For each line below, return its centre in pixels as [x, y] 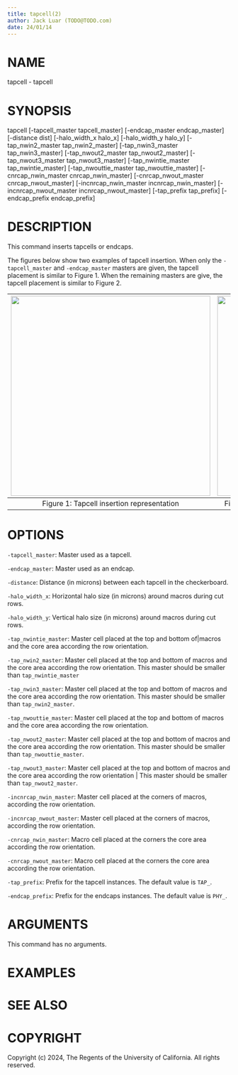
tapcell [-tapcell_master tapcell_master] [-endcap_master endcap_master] [116, 130]
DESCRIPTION [50, 227]
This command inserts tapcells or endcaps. [70, 247]
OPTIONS [36, 535]
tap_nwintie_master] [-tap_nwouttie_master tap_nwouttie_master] [103, 168]
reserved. [21, 1065]
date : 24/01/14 [30, 27]
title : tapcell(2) [34, 14]
